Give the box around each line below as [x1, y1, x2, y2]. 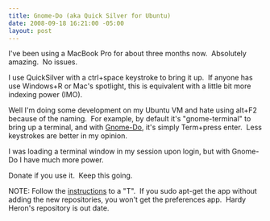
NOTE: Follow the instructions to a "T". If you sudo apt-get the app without [8, 186, 258, 196]
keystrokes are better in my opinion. [8, 131, 127, 141]
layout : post [8, 27, 52, 35]
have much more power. [23, 155, 104, 165]
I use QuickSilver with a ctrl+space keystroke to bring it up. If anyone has [8, 73, 253, 83]
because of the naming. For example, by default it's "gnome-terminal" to [8, 114, 251, 124]
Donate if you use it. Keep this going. [8, 170, 133, 181]
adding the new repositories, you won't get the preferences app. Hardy [8, 194, 247, 205]
